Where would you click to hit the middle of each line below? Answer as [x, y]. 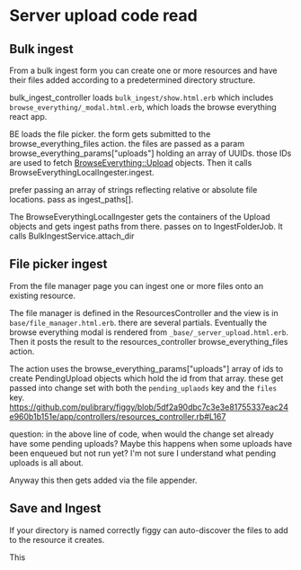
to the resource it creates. [57, 539]
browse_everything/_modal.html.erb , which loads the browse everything [143, 107]
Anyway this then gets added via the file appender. [103, 480]
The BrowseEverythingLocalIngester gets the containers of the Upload [140, 217]
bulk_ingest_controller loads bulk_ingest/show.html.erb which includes [142, 97]
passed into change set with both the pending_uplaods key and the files [143, 387]
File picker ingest [58, 264]
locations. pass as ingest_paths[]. [71, 199]
